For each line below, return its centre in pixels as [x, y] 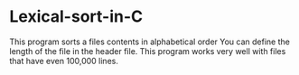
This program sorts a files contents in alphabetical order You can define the [150, 42]
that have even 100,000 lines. [64, 61]
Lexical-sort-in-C [76, 17]
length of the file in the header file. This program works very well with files [148, 51]
